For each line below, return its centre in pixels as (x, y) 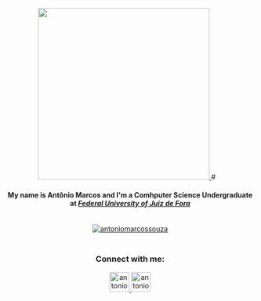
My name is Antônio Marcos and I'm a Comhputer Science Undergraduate (130, 194)
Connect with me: (130, 259)
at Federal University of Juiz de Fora (130, 203)
